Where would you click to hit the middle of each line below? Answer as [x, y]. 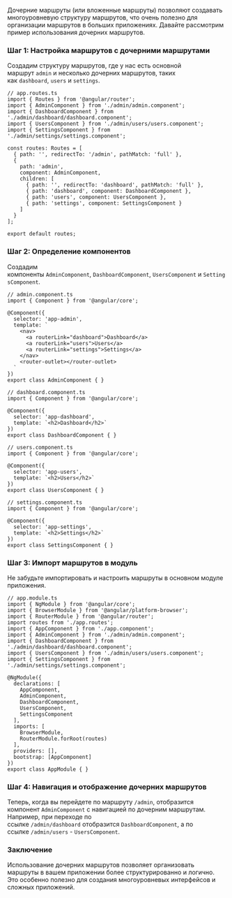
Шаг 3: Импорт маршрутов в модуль [72, 563]
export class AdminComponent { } [56, 380]
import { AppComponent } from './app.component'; [81, 628]
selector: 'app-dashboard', [54, 417]
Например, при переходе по [49, 817]
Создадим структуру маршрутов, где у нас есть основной [94, 66]
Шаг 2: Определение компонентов [69, 252]
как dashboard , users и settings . [54, 80]
